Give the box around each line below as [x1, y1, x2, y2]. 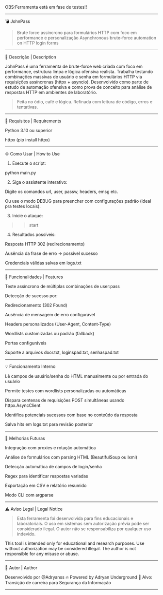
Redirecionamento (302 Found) [5, 302, 67, 308]
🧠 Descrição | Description [5, 54, 57, 60]
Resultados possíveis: [12, 231, 56, 237]
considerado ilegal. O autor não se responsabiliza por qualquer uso [16, 526, 151, 532]
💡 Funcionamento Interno [5, 364, 56, 369]
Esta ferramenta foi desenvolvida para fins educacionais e [16, 516, 133, 521]
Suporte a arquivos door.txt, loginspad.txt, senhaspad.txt [5, 349, 119, 355]
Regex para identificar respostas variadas [5, 473, 88, 479]
